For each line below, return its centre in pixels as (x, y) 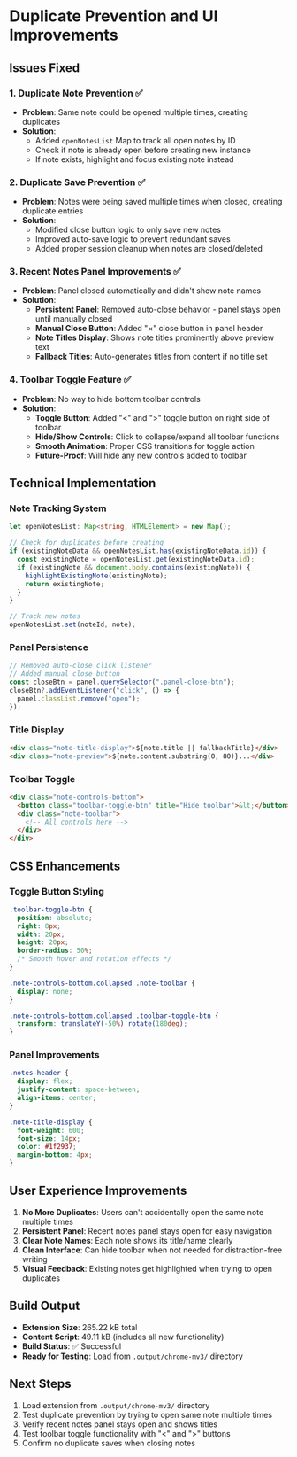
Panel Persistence (49, 647)
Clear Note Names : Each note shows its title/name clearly (127, 1240)
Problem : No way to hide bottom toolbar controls (111, 399)
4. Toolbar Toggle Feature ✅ (70, 380)
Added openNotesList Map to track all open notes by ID (135, 140)
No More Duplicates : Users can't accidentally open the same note (143, 1212)
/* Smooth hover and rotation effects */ (95, 959)
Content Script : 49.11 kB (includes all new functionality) (123, 1337)
